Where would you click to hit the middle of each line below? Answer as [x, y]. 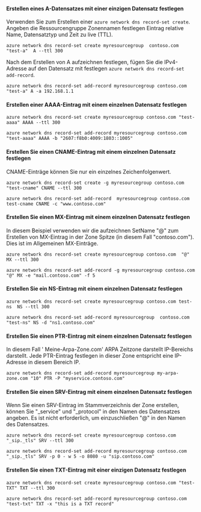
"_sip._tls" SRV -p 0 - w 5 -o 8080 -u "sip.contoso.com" [80, 457]
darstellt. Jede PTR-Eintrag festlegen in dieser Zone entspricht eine [90, 356]
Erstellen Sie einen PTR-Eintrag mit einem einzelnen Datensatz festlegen [99, 336]
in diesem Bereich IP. [54, 362]
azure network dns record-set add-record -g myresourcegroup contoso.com [101, 270]
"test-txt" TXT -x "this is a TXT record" [60, 504]
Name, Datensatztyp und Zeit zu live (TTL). [60, 35]
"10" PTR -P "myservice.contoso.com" [78, 379]
